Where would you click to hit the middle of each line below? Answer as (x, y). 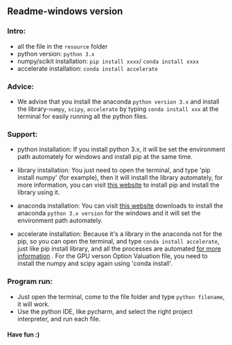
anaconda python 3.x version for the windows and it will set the (109, 213)
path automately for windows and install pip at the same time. (105, 157)
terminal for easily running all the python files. (82, 116)
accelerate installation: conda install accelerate (87, 68)
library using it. (38, 192)
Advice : (21, 86)
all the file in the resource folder (62, 46)
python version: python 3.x (56, 53)
